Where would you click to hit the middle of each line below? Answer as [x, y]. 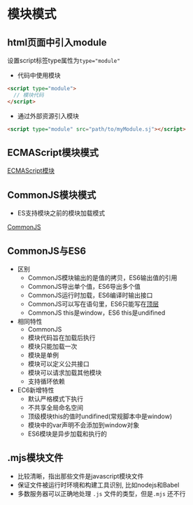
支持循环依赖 [46, 381]
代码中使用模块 [39, 75]
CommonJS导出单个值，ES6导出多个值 [84, 286]
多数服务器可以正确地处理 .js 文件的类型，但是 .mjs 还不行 [101, 493]
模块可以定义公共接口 [58, 364]
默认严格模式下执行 [56, 399]
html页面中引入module [57, 42]
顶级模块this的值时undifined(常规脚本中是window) [100, 416]
